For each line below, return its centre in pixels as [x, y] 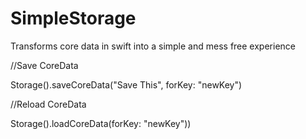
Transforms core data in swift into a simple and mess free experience [153, 46]
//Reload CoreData [48, 104]
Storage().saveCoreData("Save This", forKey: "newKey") [126, 84]
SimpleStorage [73, 18]
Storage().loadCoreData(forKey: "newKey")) [101, 123]
